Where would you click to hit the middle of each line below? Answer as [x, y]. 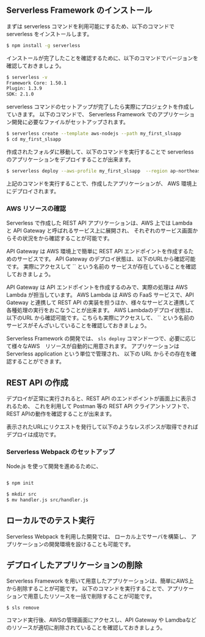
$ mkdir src [21, 494]
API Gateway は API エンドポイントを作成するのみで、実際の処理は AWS [97, 287]
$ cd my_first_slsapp [34, 140]
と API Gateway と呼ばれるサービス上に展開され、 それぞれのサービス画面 [99, 231]
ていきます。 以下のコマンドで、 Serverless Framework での [82, 114]
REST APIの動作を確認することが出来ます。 [61, 414]
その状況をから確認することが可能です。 [62, 238]
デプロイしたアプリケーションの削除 [74, 565]
